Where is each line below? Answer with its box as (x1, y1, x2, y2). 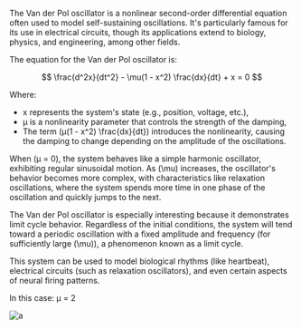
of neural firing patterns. (9, 276, 100, 285)
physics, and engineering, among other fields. (9, 36, 181, 47)
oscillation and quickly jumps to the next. (9, 192, 162, 202)
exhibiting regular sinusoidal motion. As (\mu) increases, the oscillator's (9, 163, 276, 173)
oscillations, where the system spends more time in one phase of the (9, 182, 266, 193)
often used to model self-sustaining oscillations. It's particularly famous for (9, 17, 289, 28)
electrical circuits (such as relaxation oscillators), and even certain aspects (9, 266, 287, 276)
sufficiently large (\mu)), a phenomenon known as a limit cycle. (9, 238, 244, 248)
